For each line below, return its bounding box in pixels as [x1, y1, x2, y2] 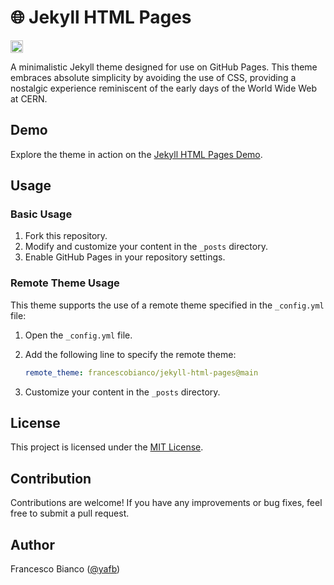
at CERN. [10, 92, 48, 105]
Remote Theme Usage [10, 276, 120, 290]
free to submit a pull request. [10, 507, 130, 520]
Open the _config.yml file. [24, 329, 133, 341]
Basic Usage [10, 207, 73, 221]
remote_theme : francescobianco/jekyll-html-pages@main [24, 367, 259, 378]
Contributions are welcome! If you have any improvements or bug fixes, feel [10, 497, 323, 509]
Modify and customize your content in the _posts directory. [24, 241, 268, 253]
